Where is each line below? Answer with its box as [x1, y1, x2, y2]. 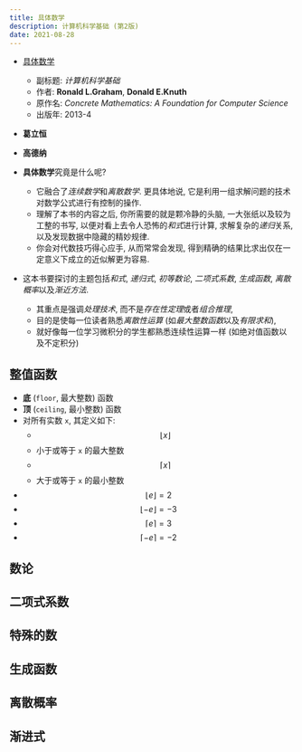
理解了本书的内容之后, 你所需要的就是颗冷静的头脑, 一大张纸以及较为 [35, 209, 291, 220]
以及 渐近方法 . [38, 284, 89, 295]
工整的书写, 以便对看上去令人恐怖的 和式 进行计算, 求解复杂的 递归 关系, [35, 220, 294, 231]
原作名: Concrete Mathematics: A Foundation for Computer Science [35, 98, 289, 109]
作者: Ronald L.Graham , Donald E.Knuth [35, 87, 187, 98]
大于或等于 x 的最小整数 [35, 475, 125, 486]
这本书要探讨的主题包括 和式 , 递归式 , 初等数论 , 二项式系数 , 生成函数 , [22, 273, 273, 284]
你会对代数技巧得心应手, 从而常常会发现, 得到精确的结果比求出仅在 [35, 243, 283, 253]
